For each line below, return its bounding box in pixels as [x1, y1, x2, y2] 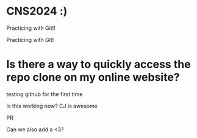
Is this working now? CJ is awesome [6, 102, 98, 109]
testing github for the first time [6, 90, 83, 98]
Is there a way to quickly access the [6, 58, 191, 71]
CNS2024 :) [6, 4, 68, 18]
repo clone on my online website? [6, 71, 180, 85]
